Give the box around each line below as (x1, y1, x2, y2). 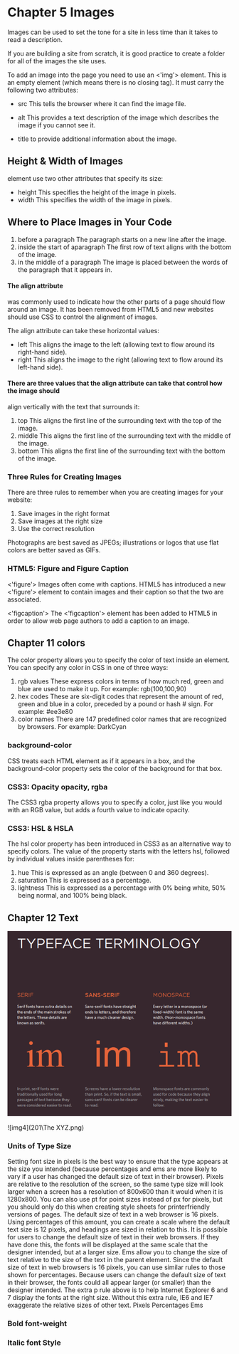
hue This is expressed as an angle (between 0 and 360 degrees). (17, 868, 209, 877)
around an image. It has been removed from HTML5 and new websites (7, 305, 214, 313)
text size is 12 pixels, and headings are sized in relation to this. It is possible (7, 1225, 228, 1234)
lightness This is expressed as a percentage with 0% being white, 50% (17, 883, 226, 892)
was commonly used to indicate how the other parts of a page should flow (7, 297, 225, 306)
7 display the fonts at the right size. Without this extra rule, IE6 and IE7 (7, 1293, 213, 1301)
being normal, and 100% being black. (17, 891, 127, 900)
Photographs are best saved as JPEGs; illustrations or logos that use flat (7, 538, 219, 547)
